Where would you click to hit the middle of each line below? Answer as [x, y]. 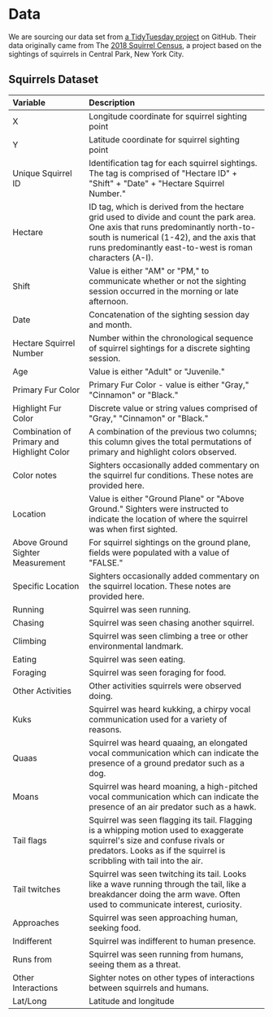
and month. [110, 325]
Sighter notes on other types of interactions [172, 977]
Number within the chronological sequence [171, 338]
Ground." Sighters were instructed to [159, 508]
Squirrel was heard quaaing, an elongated [168, 743]
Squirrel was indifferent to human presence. [172, 941]
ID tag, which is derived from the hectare [167, 207]
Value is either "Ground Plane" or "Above [167, 499]
